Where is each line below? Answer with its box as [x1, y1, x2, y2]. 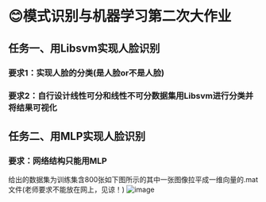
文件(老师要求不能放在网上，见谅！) [8, 185, 125, 195]
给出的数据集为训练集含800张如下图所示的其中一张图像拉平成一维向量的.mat [8, 175, 259, 185]
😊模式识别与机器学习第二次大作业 [8, 7, 232, 25]
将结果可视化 [8, 103, 58, 114]
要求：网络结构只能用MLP [8, 155, 107, 166]
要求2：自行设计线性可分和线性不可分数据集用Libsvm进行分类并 [8, 91, 254, 102]
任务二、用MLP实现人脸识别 [8, 129, 146, 143]
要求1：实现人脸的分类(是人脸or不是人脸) [8, 67, 165, 78]
